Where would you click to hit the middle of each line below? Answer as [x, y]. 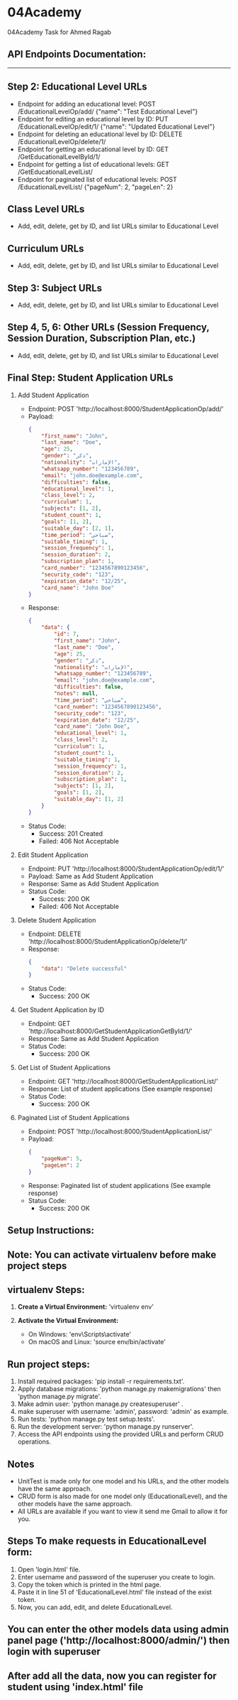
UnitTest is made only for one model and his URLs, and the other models [123, 1481]
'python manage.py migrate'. [59, 1397]
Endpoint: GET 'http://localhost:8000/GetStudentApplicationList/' [123, 1081]
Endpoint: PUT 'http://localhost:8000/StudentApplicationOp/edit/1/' [126, 868]
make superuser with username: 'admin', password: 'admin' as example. [123, 1412]
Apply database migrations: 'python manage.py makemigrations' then [119, 1389]
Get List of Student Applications [64, 1068]
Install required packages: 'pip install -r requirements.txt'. [101, 1381]
